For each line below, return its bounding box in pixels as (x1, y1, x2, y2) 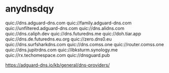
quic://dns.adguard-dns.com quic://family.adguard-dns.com (5, 20, 132, 26)
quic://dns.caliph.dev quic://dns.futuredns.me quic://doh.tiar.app (5, 30, 142, 36)
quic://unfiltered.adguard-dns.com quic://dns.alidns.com (5, 25, 125, 31)
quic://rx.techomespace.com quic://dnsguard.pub (5, 52, 110, 58)
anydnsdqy (5, 3, 54, 15)
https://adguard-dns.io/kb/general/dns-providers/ (5, 62, 110, 68)
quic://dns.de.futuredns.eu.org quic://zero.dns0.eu (5, 36, 112, 42)
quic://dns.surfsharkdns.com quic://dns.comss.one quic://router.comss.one (5, 41, 164, 47)
